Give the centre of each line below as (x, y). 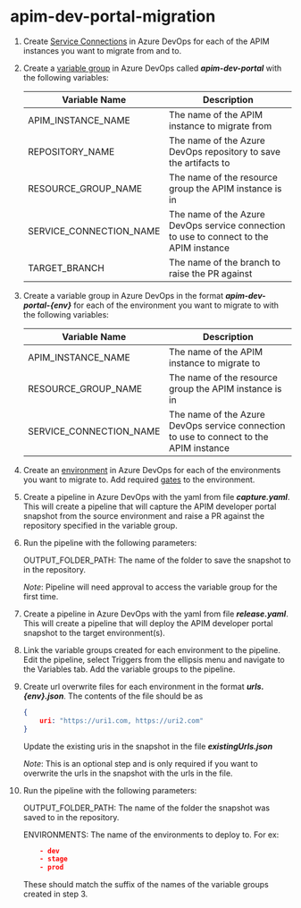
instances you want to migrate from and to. (102, 50)
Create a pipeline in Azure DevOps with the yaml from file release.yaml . (155, 614)
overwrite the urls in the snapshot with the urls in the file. (128, 773)
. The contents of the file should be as (133, 696)
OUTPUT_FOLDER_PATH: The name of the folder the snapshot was (146, 808)
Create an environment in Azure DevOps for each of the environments (152, 470)
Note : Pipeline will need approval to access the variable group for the (150, 587)
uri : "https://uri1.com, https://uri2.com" (121, 721)
